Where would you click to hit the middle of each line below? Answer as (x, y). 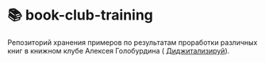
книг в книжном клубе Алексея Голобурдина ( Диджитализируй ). (119, 50)
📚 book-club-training (81, 15)
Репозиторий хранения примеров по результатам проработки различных (132, 42)
